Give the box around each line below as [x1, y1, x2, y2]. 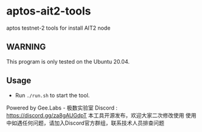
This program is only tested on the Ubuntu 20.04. [6, 58, 130, 65]
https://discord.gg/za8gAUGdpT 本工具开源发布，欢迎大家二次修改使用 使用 [6, 111, 197, 119]
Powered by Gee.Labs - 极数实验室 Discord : [6, 104, 117, 111]
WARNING [6, 42, 46, 52]
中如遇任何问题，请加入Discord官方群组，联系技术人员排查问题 [6, 119, 164, 127]
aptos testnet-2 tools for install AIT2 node [6, 24, 111, 31]
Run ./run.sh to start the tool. [15, 91, 90, 99]
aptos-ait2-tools [6, 4, 91, 18]
